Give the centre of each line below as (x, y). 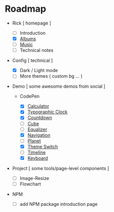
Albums (28, 39)
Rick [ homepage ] (32, 23)
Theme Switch (43, 147)
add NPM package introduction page (59, 204)
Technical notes (37, 50)
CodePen (30, 96)
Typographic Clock (47, 112)
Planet (34, 140)
